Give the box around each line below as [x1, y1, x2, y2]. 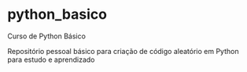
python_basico [7, 5, 108, 23]
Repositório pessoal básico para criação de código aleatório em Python [7, 46, 239, 56]
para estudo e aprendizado [7, 55, 95, 64]
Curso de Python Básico [7, 31, 86, 41]
